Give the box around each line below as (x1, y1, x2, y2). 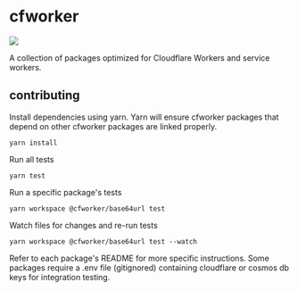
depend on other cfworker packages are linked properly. (9, 121, 217, 131)
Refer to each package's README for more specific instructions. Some (9, 253, 269, 263)
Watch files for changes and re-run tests (9, 220, 158, 230)
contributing (9, 87, 80, 104)
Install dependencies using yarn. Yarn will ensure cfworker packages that (9, 112, 279, 122)
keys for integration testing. (9, 271, 111, 282)
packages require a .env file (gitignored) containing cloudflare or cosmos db (9, 262, 290, 273)
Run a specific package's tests (9, 187, 122, 197)
